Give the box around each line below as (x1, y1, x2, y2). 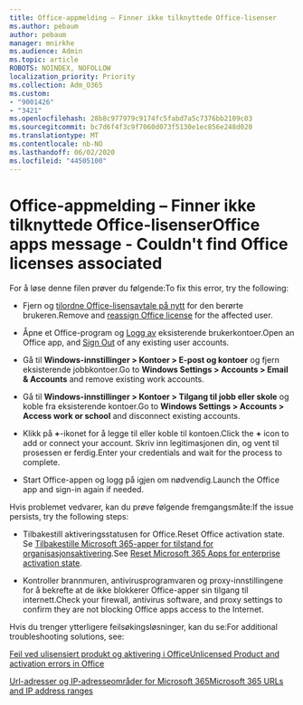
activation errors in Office (9, 658, 105, 670)
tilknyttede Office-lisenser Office (9, 214, 260, 235)
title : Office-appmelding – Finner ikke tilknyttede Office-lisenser (9, 13, 278, 23)
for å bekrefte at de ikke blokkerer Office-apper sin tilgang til (22, 585, 249, 595)
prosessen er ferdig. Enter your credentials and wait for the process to (22, 447, 283, 458)
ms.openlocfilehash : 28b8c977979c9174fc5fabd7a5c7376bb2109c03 (9, 114, 253, 123)
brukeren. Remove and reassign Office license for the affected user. (22, 310, 273, 321)
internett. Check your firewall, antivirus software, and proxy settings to (22, 595, 283, 605)
